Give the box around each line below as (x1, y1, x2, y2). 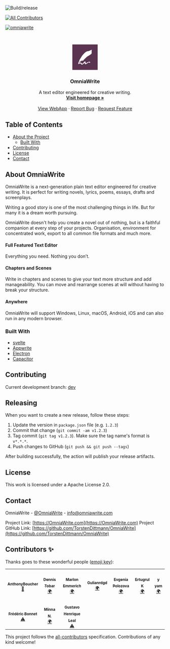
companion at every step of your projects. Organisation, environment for (5, 225, 156, 231)
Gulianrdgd (87, 580, 108, 585)
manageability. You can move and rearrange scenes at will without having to (5, 282, 164, 288)
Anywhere (5, 298, 28, 304)
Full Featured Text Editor (5, 242, 58, 248)
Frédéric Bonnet (8, 611, 37, 617)
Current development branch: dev (5, 384, 76, 390)
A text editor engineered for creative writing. (38, 89, 132, 96)
